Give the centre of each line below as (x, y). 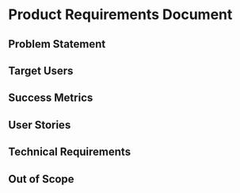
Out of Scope (41, 179)
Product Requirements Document (120, 15)
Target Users (41, 70)
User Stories (40, 125)
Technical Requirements (70, 152)
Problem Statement (57, 44)
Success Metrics (51, 98)
